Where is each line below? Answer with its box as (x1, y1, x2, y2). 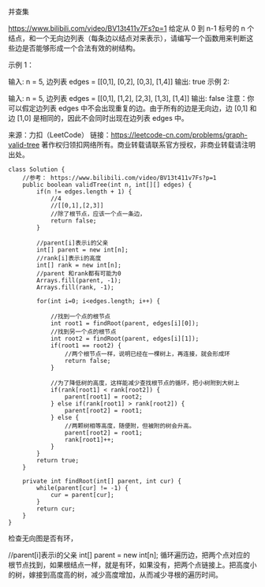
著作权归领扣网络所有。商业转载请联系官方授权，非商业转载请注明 (41, 140, 256, 149)
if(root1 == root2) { (50, 342, 122, 350)
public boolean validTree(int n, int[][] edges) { (22, 181, 192, 189)
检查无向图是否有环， (8, 533, 77, 543)
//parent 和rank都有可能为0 (36, 270, 121, 278)
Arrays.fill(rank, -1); (36, 283, 114, 291)
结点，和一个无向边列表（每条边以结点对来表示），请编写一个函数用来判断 (8, 34, 247, 43)
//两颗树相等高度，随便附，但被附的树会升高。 (64, 422, 196, 430)
